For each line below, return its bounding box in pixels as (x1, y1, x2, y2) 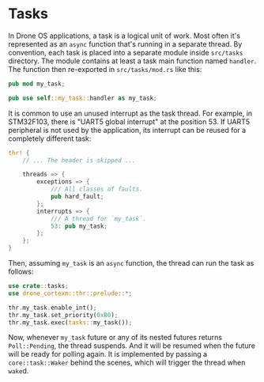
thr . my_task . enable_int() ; (8, 304, 97, 312)
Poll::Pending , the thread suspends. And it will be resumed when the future (8, 341, 255, 350)
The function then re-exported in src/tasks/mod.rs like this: (8, 64, 202, 74)
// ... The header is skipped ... (22, 156, 136, 165)
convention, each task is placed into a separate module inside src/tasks (8, 47, 243, 57)
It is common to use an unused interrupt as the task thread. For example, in (8, 108, 253, 118)
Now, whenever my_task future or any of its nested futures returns (8, 333, 223, 342)
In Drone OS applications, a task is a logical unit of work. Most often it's (8, 31, 241, 40)
